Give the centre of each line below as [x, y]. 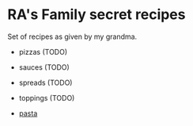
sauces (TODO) [44, 67]
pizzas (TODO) [43, 52]
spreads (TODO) [45, 82]
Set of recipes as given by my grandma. [72, 36]
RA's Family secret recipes [96, 15]
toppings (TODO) [47, 97]
